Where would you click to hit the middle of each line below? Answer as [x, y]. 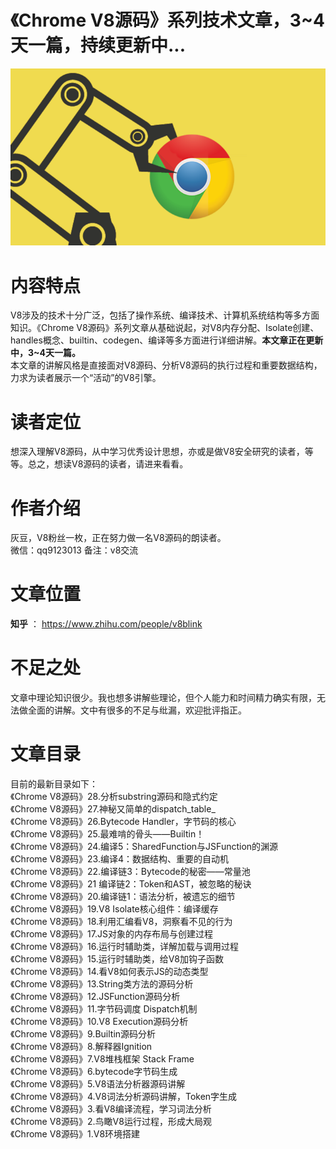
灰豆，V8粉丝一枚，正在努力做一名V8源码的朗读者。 [118, 538]
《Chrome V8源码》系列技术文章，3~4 [167, 20]
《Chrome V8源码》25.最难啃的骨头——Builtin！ [107, 834]
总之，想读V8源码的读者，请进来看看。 [108, 464]
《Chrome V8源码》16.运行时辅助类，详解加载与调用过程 [124, 947]
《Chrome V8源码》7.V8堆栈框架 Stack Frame [102, 1059]
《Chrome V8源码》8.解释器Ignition [81, 1047]
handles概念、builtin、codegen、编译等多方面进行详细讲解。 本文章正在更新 [167, 340]
